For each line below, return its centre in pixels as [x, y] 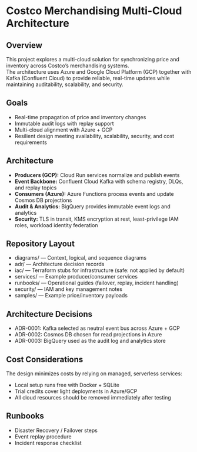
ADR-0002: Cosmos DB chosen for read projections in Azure [88, 335]
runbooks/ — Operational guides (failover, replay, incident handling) [96, 283]
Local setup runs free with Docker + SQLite [67, 385]
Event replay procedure [43, 436]
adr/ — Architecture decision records [59, 264]
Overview [24, 45]
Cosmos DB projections [43, 200]
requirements [31, 142]
